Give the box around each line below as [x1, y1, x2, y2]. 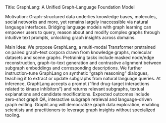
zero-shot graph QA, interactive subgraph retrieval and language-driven [5, 96, 152, 102]
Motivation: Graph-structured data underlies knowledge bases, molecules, [5, 14, 157, 19]
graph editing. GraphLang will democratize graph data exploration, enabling [5, 102, 160, 107]
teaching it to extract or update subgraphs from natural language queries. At [5, 76, 161, 81]
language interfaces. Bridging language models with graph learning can [5, 24, 152, 30]
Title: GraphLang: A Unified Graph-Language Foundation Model [5, 4, 135, 10]
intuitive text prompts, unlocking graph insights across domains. [5, 34, 136, 40]
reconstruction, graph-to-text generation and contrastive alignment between [5, 60, 162, 65]
